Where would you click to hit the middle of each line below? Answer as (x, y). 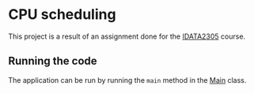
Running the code (53, 61)
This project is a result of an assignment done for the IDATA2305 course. (127, 36)
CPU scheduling (62, 15)
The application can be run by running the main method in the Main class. (127, 80)
